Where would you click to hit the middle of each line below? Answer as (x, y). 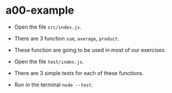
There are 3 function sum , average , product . (67, 38)
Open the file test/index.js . (49, 61)
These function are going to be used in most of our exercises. (90, 50)
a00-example (40, 10)
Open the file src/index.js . (48, 27)
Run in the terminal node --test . (53, 85)
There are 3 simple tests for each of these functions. (79, 73)
